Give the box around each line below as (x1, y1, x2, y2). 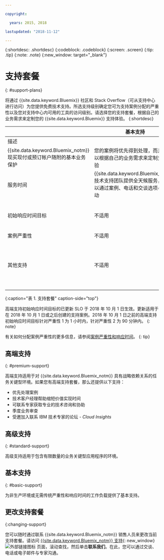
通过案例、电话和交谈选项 (99, 185, 158, 192)
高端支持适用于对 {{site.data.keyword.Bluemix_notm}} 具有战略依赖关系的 (5, 373, 153, 379)
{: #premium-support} (5, 363, 50, 369)
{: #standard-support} (5, 443, 50, 449)
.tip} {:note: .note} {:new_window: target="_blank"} (5, 52, 107, 58)
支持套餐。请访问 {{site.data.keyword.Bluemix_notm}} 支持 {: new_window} (5, 537, 155, 543)
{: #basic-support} (5, 482, 42, 488)
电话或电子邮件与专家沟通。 (5, 550, 61, 556)
